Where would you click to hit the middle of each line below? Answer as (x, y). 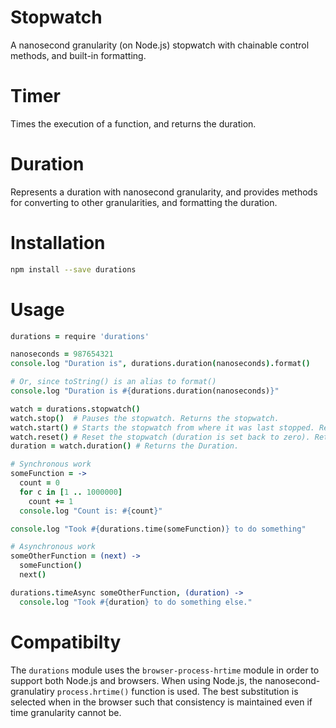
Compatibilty (66, 642)
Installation (58, 243)
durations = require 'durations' (80, 336)
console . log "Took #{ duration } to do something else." (136, 602)
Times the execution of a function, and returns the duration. (133, 123)
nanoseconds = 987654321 (62, 354)
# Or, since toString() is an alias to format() (113, 382)
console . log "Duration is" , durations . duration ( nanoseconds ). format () (160, 364)
